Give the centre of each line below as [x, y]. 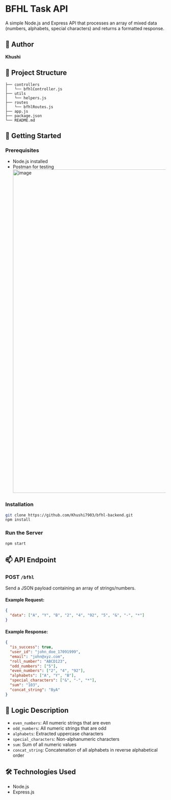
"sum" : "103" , [25, 685]
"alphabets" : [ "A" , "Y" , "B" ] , [43, 676]
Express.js [23, 792]
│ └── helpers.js [26, 98]
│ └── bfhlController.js [34, 89]
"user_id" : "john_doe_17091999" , [45, 652]
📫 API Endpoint [31, 560]
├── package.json [24, 116]
